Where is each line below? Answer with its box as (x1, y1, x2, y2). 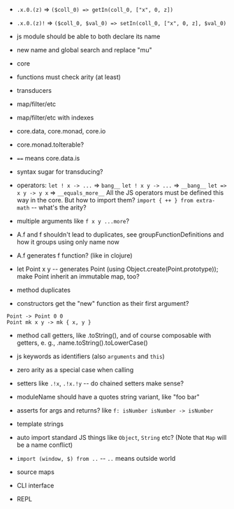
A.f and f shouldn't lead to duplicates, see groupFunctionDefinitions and (16, 230, 224, 239)
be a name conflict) (16, 441, 73, 449)
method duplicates (16, 286, 71, 294)
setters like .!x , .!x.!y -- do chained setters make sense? (16, 379, 184, 388)
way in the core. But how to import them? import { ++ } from (16, 196, 193, 204)
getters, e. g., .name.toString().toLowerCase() (16, 339, 148, 347)
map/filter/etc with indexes (16, 114, 94, 121)
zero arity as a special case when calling (16, 366, 134, 374)
